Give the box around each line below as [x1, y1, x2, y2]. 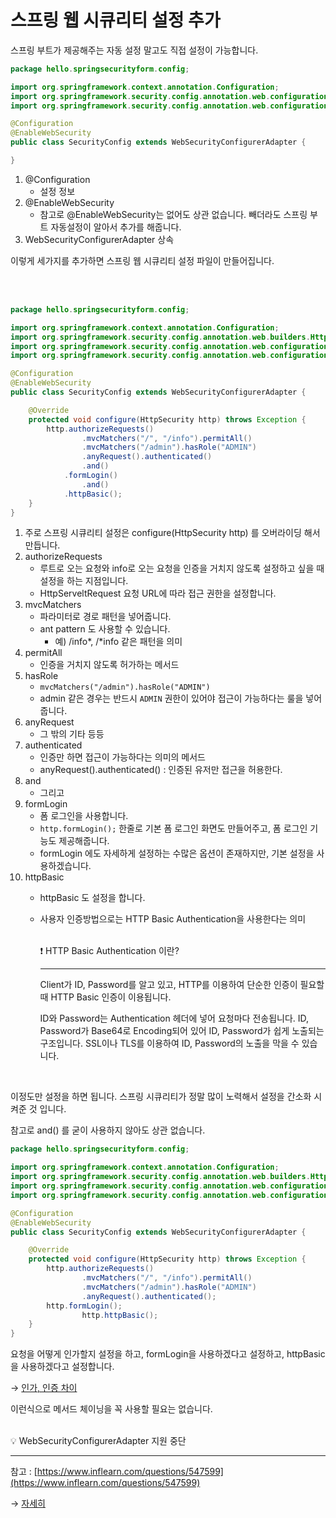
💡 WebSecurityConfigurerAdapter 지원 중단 [10, 1435, 187, 1447]
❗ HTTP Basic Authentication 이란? [39, 945, 180, 957]
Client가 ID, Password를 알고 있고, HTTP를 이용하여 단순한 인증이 [39, 979, 298, 991]
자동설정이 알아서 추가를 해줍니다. [50, 221, 182, 233]
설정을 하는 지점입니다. [39, 575, 129, 587]
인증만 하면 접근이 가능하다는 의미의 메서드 [39, 751, 207, 763]
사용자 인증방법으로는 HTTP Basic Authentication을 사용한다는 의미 [39, 913, 307, 925]
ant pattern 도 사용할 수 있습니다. [39, 623, 171, 635]
